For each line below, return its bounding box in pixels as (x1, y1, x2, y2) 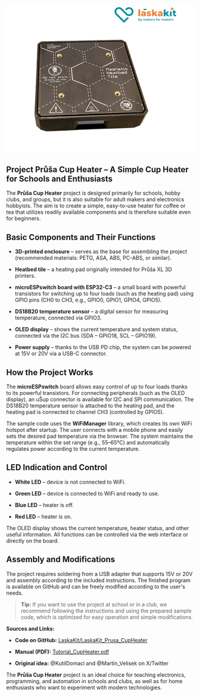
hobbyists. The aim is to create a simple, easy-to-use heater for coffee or (6, 202, 186, 210)
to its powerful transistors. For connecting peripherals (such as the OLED (6, 389, 185, 396)
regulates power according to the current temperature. (6, 445, 140, 452)
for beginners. (6, 215, 41, 222)
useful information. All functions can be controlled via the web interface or (6, 531, 189, 538)
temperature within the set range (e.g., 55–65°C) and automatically (6, 438, 170, 446)
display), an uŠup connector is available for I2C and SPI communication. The (6, 396, 194, 403)
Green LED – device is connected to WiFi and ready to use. (14, 490, 160, 497)
